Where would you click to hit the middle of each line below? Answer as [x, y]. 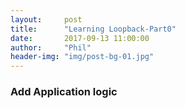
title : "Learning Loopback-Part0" [93, 29]
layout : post [46, 19]
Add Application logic [64, 92]
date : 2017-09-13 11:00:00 [80, 38]
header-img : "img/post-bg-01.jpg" [82, 57]
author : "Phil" [51, 47]
